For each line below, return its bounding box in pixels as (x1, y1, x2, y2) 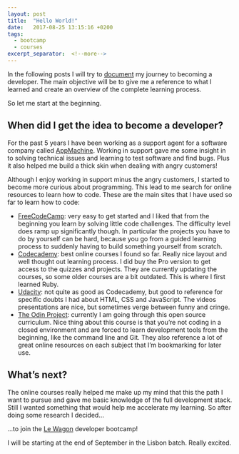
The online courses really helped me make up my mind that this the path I (7, 388, 223, 396)
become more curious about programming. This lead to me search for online (7, 183, 232, 191)
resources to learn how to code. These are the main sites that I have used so (7, 190, 233, 198)
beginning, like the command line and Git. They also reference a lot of (17, 333, 223, 341)
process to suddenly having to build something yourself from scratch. (17, 242, 223, 251)
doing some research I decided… (7, 410, 105, 419)
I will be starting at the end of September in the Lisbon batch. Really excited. (7, 438, 232, 447)
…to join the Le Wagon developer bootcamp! (7, 424, 138, 433)
